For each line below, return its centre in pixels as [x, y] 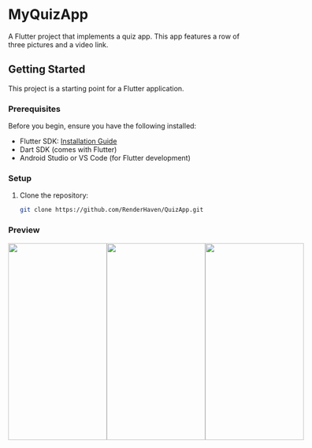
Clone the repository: [54, 195]
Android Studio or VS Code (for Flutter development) [105, 158]
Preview [24, 230]
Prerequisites [34, 109]
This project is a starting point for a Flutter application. [96, 88]
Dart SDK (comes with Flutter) [68, 150]
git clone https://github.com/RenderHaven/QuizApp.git [111, 210]
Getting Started [47, 70]
